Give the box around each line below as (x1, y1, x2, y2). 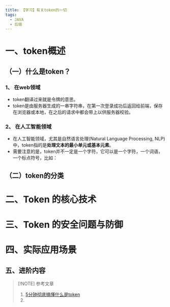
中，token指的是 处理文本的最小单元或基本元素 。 (12, 142, 114, 148)
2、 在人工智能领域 (5, 123, 52, 130)
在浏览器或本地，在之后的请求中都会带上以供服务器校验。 (12, 109, 133, 115)
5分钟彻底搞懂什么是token (25, 292, 80, 298)
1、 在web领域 (5, 84, 41, 91)
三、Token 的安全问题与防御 (5, 219, 124, 230)
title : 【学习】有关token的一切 (5, 7, 67, 13)
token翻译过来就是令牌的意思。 (12, 97, 78, 103)
